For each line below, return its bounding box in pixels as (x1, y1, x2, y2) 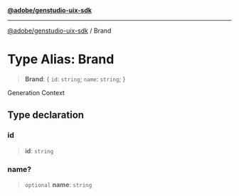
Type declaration (7, 109, 84, 121)
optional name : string (24, 180, 92, 189)
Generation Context (7, 88, 65, 97)
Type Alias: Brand (7, 51, 115, 67)
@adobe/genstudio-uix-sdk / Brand (7, 26, 112, 35)
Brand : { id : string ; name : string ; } (24, 75, 126, 83)
